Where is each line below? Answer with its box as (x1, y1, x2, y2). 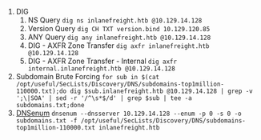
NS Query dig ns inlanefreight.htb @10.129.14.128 (27, 15, 203, 25)
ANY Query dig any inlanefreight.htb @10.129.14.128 (27, 32, 211, 42)
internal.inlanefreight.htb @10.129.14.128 (27, 65, 176, 73)
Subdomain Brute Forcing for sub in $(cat (15, 72, 160, 81)
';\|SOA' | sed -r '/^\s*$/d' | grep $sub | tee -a (15, 94, 192, 102)
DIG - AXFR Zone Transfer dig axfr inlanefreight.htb (27, 41, 210, 50)
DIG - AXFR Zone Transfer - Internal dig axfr (27, 56, 178, 66)
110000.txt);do (15, 87, 67, 95)
